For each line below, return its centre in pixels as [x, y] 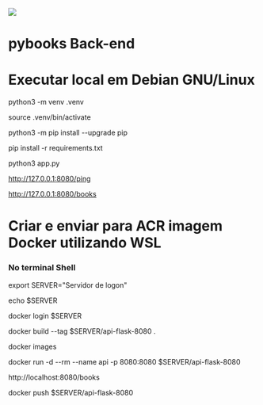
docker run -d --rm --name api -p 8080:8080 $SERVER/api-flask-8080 [124, 361]
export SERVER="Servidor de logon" [68, 285]
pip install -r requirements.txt [55, 148]
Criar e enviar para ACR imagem [116, 226]
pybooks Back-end [72, 44]
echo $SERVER [33, 300]
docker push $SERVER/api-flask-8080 [71, 392]
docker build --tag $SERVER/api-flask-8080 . [82, 331]
